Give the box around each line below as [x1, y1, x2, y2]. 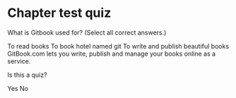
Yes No [7, 84, 28, 92]
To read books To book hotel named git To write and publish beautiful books [7, 42, 230, 50]
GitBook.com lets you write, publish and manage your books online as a [7, 49, 216, 58]
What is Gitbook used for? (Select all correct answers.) [7, 28, 167, 37]
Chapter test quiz [7, 5, 112, 21]
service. [7, 56, 31, 65]
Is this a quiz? [7, 71, 47, 79]
